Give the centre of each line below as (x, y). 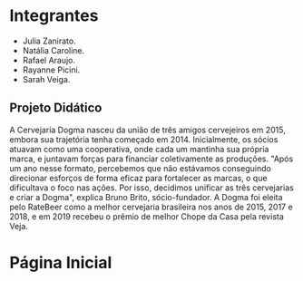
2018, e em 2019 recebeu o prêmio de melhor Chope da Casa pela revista (147, 216)
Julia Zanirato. (49, 41)
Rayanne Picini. (51, 70)
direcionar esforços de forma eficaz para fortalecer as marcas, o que (138, 178)
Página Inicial (61, 262)
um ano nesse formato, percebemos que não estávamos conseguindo (141, 168)
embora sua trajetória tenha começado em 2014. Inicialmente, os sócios (144, 139)
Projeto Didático (56, 108)
